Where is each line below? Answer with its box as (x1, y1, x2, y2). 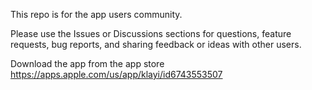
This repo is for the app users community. (10, 9, 183, 20)
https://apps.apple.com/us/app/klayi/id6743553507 (10, 69, 223, 80)
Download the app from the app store (10, 58, 165, 69)
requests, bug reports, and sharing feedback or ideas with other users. (10, 39, 302, 50)
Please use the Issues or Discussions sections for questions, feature (10, 28, 292, 39)
